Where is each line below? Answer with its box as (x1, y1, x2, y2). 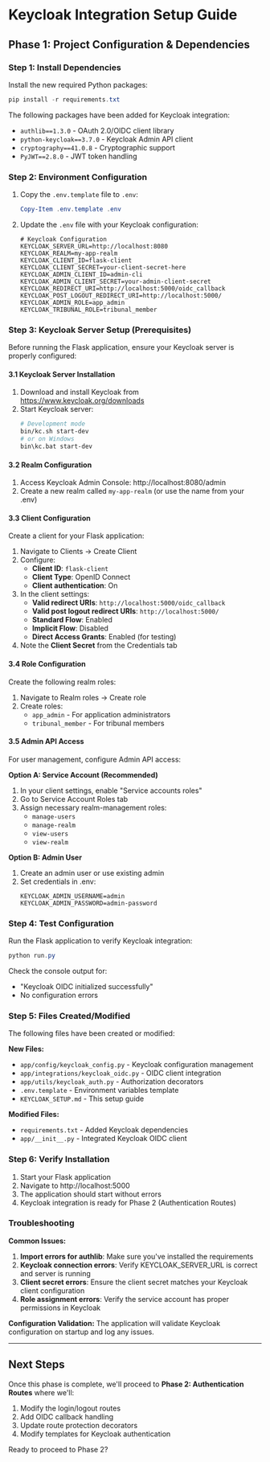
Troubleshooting (8, 1218, 75, 1229)
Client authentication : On (31, 581, 118, 590)
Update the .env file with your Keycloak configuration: (19, 220, 199, 229)
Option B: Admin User (8, 852, 83, 862)
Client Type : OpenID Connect (31, 573, 131, 582)
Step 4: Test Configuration (8, 918, 114, 929)
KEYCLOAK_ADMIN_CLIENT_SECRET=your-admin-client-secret (19, 277, 211, 285)
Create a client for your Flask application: (8, 531, 145, 540)
